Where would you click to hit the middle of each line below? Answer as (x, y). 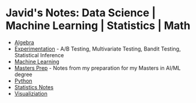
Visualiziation (31, 93)
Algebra (24, 42)
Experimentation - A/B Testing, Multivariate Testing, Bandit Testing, (97, 49)
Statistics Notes (34, 87)
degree (23, 74)
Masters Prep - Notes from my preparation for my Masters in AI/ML (97, 68)
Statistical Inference (39, 55)
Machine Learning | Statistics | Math (98, 26)
